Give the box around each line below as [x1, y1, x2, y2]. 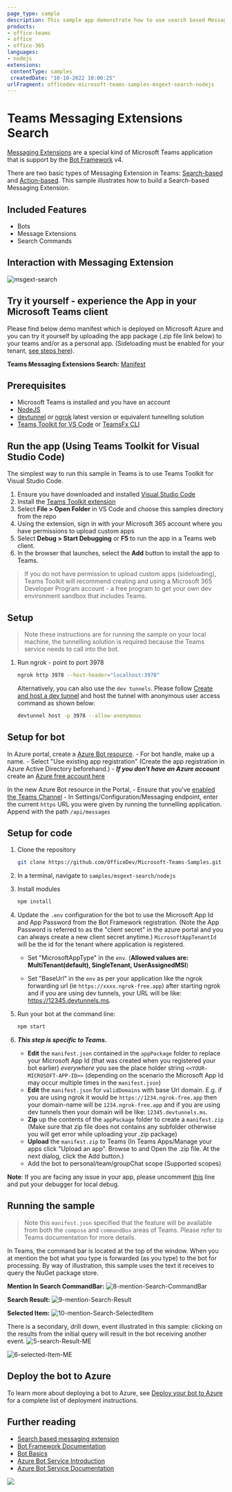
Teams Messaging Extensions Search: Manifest [7, 360, 146, 368]
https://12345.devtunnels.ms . [27, 997, 111, 1005]
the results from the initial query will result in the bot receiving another [7, 1329, 207, 1338]
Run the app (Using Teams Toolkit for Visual [7, 440, 200, 452]
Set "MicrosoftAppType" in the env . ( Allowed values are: [27, 954, 188, 962]
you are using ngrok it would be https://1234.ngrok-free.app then [27, 1094, 217, 1102]
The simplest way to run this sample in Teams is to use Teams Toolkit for [7, 470, 214, 478]
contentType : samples [10, 68, 72, 75]
